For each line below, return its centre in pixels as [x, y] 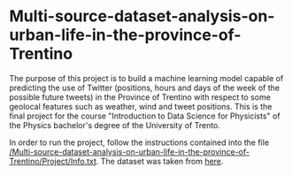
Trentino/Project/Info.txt [53, 161]
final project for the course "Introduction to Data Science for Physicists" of [145, 116]
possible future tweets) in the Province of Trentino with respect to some [140, 97]
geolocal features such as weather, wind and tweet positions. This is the [141, 106]
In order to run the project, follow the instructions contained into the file [139, 142]
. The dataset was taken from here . [160, 161]
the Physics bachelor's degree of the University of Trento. [115, 125]
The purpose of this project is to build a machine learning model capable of [146, 78]
